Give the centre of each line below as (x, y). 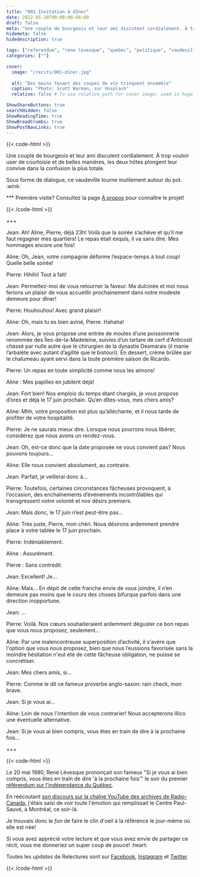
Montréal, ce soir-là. (54, 810)
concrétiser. (21, 661)
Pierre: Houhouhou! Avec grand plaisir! (54, 310)
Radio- (179, 796)
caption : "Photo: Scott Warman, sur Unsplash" (70, 89)
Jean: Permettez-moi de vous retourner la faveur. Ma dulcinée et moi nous (98, 286)
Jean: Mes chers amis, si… (39, 672)
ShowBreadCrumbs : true (34, 122)
